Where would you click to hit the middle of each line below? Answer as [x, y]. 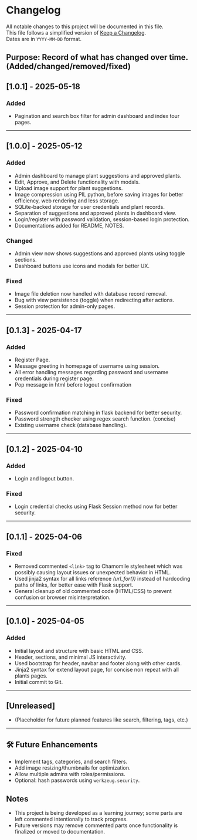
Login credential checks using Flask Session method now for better [96, 507]
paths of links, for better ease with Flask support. [74, 585]
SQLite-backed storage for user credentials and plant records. [90, 206]
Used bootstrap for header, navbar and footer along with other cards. [98, 663]
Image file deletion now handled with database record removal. [91, 294]
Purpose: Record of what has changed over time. [97, 57]
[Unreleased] [31, 706]
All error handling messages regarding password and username [91, 372]
